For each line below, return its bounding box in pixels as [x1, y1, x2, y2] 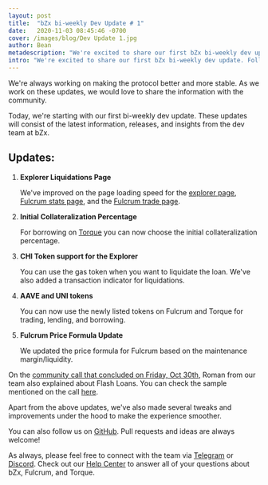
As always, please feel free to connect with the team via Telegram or [8, 450, 234, 460]
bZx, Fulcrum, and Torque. [8, 467, 96, 477]
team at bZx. [8, 127, 50, 137]
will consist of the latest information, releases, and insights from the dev [8, 119, 245, 129]
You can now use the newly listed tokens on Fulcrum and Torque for [19, 306, 243, 316]
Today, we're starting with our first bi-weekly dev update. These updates [8, 110, 247, 120]
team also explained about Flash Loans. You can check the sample [8, 378, 227, 388]
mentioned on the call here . [8, 387, 98, 396]
